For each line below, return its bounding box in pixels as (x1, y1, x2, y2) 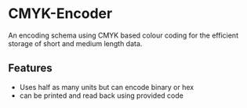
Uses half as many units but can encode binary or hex (19, 82, 194, 92)
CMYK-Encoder (8, 5, 113, 23)
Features (8, 62, 53, 75)
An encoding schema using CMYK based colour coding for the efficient (8, 31, 239, 40)
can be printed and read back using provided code (19, 91, 184, 100)
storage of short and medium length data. (8, 38, 143, 48)
